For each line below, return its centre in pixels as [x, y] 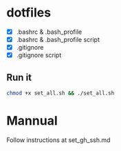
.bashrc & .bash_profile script [58, 40]
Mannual [32, 121]
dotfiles [29, 13]
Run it [19, 77]
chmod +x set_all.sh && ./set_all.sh [60, 93]
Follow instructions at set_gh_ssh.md [58, 140]
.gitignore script [39, 55]
